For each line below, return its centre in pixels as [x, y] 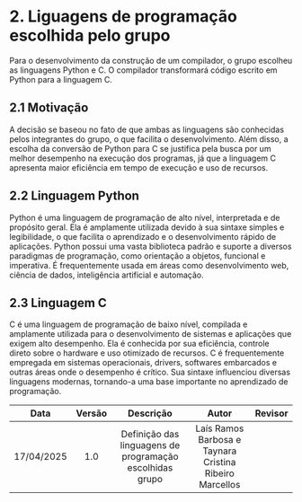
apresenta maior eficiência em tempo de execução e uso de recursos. [139, 167]
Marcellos [220, 485]
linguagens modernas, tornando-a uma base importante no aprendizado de [149, 382]
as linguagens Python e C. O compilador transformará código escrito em [143, 70]
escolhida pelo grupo [90, 35]
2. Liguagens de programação [124, 17]
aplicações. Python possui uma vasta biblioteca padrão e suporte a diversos [151, 246]
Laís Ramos [220, 428]
